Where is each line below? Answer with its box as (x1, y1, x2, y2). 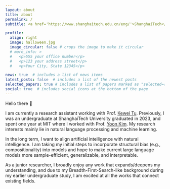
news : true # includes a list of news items (5, 73, 103, 78)
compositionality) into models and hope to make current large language (5, 147, 154, 153)
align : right (10, 35, 37, 40)
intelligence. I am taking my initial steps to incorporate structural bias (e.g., (5, 141, 161, 147)
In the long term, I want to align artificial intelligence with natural (5, 136, 139, 142)
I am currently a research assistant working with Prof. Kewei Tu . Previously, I (5, 110, 164, 116)
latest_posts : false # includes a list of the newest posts (5, 77, 137, 82)
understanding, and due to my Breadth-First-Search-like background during (5, 167, 163, 173)
